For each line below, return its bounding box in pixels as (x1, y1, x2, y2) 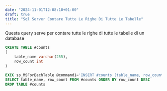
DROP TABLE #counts (5, 82, 46, 87)
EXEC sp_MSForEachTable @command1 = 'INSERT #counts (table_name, (5, 73, 141, 78)
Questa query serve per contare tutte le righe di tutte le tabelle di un (5, 30, 145, 36)
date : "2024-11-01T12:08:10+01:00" (5, 7, 79, 12)
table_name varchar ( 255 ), (14, 54, 68, 60)
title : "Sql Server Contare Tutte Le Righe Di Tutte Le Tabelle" (5, 16, 143, 21)
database (5, 35, 25, 41)
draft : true (5, 12, 30, 17)
